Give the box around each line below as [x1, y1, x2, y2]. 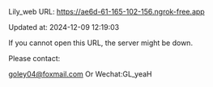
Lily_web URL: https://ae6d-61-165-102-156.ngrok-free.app [8, 7, 205, 16]
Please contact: [8, 54, 61, 63]
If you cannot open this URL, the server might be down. [8, 38, 193, 48]
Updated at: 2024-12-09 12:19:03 [8, 23, 120, 31]
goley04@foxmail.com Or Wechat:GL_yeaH [8, 69, 152, 79]
